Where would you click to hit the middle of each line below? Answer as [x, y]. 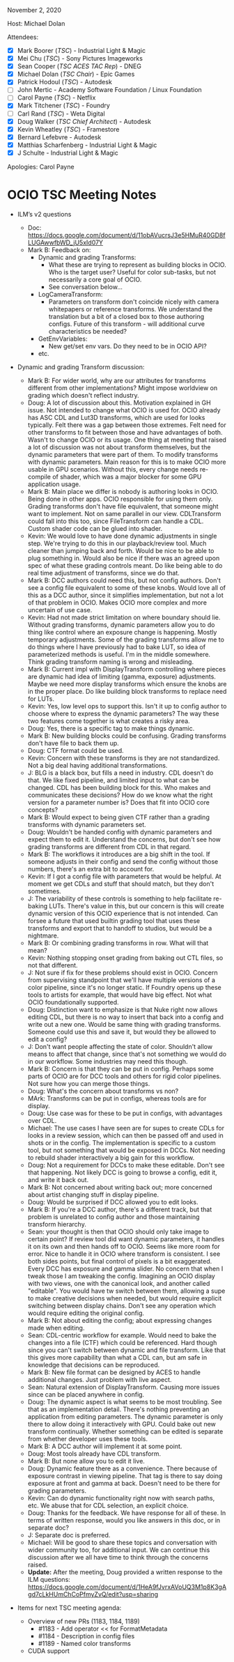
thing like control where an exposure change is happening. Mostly [122, 632]
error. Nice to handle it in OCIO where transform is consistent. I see [124, 1254]
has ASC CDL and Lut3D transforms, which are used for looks [116, 417]
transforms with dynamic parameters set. [87, 824]
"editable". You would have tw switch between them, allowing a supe [126, 1291]
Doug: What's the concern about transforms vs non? [103, 1091]
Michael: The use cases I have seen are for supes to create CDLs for [126, 1128]
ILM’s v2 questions [44, 214]
